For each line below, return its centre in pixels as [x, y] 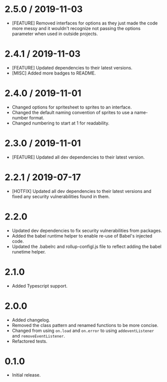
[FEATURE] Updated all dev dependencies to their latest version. [78, 157]
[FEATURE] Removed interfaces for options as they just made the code [85, 23]
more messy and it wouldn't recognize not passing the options [76, 28]
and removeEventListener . [38, 335]
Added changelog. [31, 320]
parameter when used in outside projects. [55, 33]
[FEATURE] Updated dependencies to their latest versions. [72, 67]
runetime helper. [29, 251]
